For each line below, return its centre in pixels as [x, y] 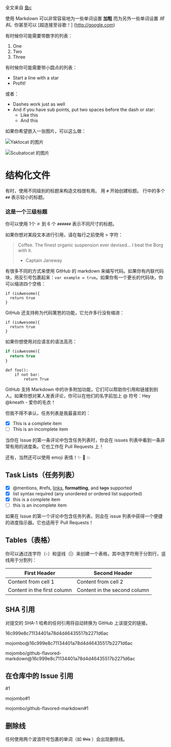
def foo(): [17, 370]
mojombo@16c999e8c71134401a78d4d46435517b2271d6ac [69, 643]
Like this [29, 115]
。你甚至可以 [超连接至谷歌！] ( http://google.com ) [62, 25]
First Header [40, 573]
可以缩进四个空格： [26, 284]
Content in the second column [113, 590]
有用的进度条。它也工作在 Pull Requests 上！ [57, 446]
